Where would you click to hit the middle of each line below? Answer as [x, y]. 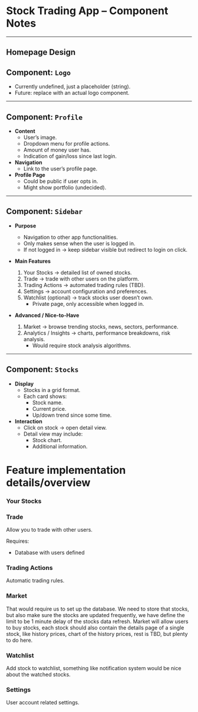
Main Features [33, 261]
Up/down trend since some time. [72, 415]
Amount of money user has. [57, 150]
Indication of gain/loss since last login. [70, 156]
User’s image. [40, 137]
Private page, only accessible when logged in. [88, 304]
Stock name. [47, 403]
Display [24, 384]
